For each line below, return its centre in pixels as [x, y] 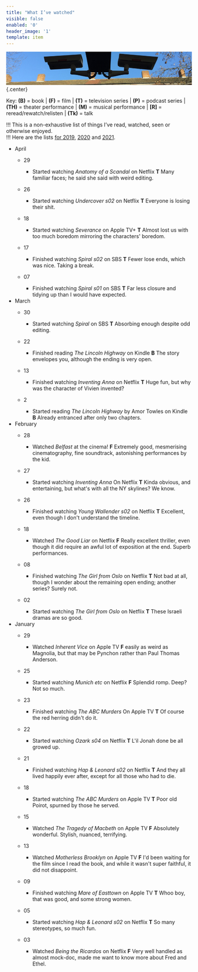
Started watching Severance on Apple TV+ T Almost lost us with [110, 230]
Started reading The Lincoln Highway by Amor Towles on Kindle [110, 411]
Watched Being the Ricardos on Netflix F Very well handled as [107, 951]
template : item [25, 38]
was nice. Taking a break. [63, 265]
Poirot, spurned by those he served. [76, 805]
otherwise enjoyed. [29, 131]
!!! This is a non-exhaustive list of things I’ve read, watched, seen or [88, 125]
